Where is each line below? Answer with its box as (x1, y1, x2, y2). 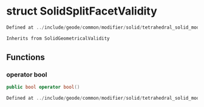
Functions (6, 52, 46, 63)
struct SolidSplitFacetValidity (6, 4, 158, 18)
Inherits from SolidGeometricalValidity (6, 35, 110, 41)
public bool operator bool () (6, 84, 80, 91)
